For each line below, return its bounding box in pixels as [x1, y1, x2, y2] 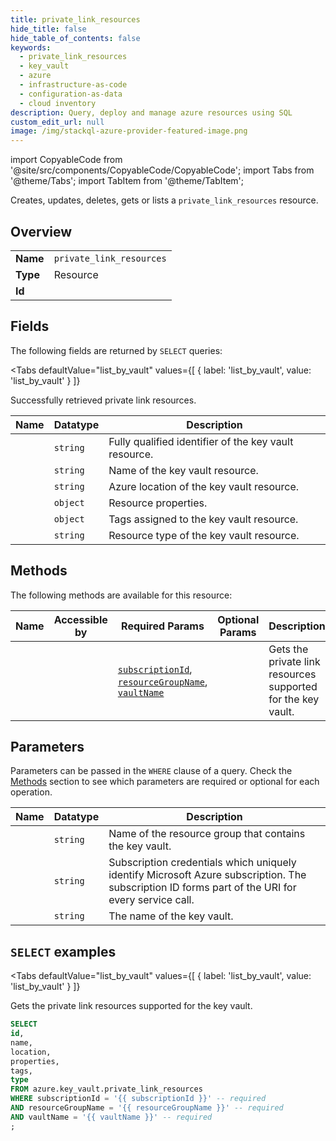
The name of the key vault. [108, 909, 234, 923]
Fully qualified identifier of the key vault [108, 434, 294, 448]
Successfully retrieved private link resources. [10, 394, 197, 406]
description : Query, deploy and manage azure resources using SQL [10, 107, 293, 118]
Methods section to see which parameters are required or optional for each [10, 776, 320, 788]
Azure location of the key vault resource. [108, 479, 300, 493]
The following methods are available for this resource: [10, 589, 233, 601]
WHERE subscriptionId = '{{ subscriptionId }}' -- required [10, 1094, 267, 1104]
